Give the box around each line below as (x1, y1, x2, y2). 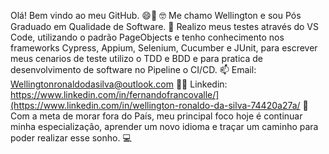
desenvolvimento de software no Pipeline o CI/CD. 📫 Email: (10, 64, 257, 75)
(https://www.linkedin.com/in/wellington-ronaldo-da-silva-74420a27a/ (10, 100, 301, 111)
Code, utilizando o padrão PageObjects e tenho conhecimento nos (10, 31, 285, 43)
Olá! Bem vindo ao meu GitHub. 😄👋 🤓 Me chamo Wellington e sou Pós (10, 10, 302, 21)
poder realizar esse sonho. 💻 (10, 132, 132, 144)
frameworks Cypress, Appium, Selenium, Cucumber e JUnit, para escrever (10, 42, 318, 54)
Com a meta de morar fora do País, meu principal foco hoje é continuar (10, 110, 303, 122)
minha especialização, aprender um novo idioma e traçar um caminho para (10, 121, 319, 132)
